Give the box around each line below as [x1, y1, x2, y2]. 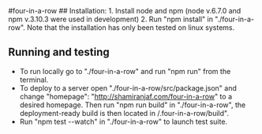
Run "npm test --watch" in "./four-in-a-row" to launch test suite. [19, 117, 227, 126]
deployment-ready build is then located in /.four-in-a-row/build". [19, 108, 229, 117]
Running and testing [8, 46, 110, 59]
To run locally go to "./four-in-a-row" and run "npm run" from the [19, 66, 231, 76]
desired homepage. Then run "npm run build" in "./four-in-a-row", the [19, 100, 246, 110]
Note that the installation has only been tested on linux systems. [26, 23, 235, 32]
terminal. [19, 75, 49, 84]
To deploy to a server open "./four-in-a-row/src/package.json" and [19, 83, 237, 92]
